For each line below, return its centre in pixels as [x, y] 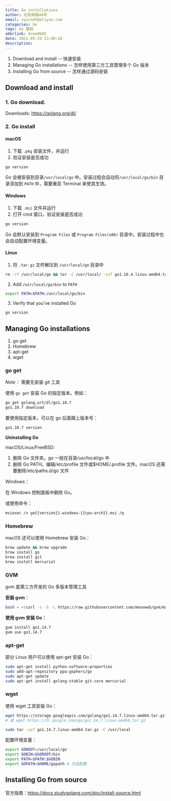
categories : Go [21, 24]
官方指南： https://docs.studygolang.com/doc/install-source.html [73, 793]
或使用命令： [19, 503]
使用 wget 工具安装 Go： [31, 706]
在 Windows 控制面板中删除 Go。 [40, 493]
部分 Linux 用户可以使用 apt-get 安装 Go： [49, 657]
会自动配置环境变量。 [27, 240]
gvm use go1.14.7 [24, 632]
